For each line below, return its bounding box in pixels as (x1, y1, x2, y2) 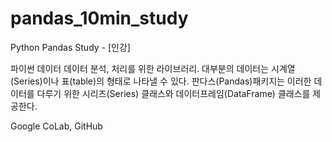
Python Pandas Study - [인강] (10, 41, 131, 53)
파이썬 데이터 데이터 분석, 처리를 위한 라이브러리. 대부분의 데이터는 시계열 (10, 62, 296, 74)
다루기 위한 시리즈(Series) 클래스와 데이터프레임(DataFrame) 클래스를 (36, 87, 311, 99)
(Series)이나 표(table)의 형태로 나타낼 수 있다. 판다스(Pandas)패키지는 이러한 (10, 75, 312, 87)
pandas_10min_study (10, 7, 189, 30)
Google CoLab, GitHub (10, 120, 103, 132)
